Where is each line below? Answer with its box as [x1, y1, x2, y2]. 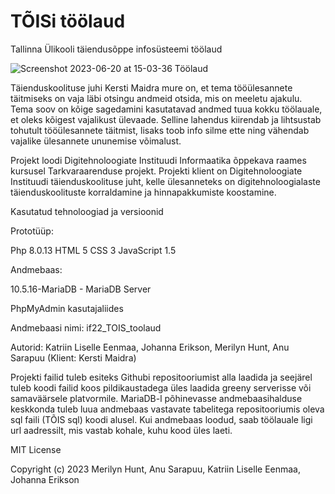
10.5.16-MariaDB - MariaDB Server [10, 283, 152, 295]
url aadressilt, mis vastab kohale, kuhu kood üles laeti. [10, 424, 233, 436]
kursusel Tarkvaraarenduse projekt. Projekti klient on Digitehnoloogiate [10, 165, 303, 177]
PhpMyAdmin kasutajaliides [10, 302, 124, 314]
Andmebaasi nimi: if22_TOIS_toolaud [10, 321, 162, 334]
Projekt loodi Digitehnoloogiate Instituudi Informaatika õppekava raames [10, 154, 307, 166]
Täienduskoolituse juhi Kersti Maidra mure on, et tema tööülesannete [10, 81, 293, 94]
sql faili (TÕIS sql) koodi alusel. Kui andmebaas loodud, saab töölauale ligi [10, 413, 313, 425]
